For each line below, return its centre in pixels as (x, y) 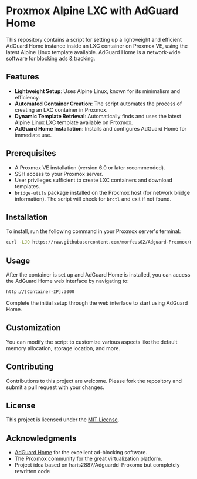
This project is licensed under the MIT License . (63, 420)
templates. (27, 186)
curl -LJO (18, 242)
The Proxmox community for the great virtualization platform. (88, 459)
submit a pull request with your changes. (55, 387)
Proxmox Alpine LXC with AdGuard (92, 11)
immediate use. (33, 135)
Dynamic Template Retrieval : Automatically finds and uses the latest (98, 116)
